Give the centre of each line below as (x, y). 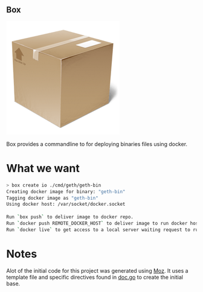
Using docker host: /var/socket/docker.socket (66, 205)
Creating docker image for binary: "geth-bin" (66, 192)
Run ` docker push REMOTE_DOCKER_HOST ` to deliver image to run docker (97, 223)
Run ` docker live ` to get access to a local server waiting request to (98, 230)
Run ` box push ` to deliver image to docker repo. (70, 217)
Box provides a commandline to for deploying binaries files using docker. (97, 144)
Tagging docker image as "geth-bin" (52, 198)
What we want (43, 168)
